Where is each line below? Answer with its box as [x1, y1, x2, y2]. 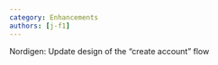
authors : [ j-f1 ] [9, 21, 70, 30]
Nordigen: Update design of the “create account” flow [9, 45, 210, 56]
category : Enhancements [9, 12, 99, 22]
